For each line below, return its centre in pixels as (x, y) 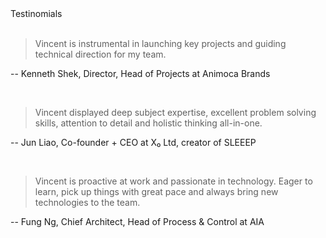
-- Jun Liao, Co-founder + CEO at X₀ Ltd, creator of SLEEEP (133, 142)
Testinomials (36, 13)
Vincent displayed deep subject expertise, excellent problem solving (175, 112)
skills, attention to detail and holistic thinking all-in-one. (148, 123)
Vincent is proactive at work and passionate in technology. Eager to (173, 181)
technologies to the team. (87, 202)
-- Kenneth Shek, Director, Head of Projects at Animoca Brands (140, 73)
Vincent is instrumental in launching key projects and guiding (160, 43)
